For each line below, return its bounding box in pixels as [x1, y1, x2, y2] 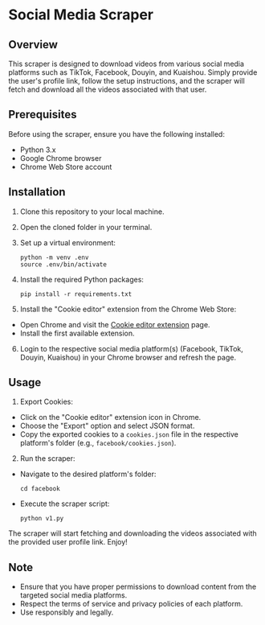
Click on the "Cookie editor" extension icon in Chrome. [19, 413, 202, 422]
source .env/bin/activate [19, 260, 107, 269]
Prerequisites [8, 108, 77, 121]
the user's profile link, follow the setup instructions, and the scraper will [8, 76, 245, 85]
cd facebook [19, 485, 60, 493]
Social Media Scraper [8, 6, 154, 24]
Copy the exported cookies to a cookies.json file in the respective [19, 430, 238, 439]
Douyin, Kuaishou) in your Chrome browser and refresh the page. [19, 352, 237, 362]
